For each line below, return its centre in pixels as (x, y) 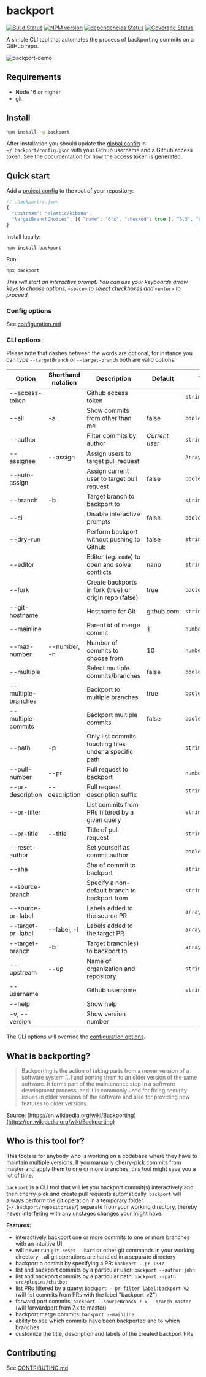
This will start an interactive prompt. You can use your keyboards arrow (97, 282)
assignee (22, 461)
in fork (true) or (109, 590)
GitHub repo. (22, 46)
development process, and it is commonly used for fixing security (104, 1091)
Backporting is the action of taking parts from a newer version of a (105, 1071)
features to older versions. (55, 1103)
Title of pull (103, 830)
